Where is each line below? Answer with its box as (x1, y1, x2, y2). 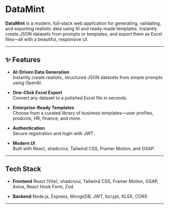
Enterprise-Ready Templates (12, 104, 74, 110)
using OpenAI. (12, 80, 42, 86)
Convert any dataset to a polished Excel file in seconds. (12, 95, 128, 101)
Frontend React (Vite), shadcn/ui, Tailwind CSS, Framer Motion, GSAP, (12, 178, 159, 184)
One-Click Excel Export (12, 89, 62, 95)
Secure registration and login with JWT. (12, 130, 95, 136)
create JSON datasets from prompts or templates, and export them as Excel (5, 31, 162, 37)
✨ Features (5, 55, 41, 64)
